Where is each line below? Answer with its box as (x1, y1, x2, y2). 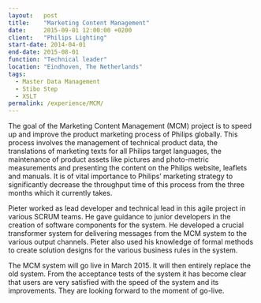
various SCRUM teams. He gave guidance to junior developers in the (8, 212, 231, 222)
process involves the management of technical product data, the (8, 138, 218, 148)
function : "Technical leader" (8, 56, 108, 64)
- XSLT (15, 92, 37, 100)
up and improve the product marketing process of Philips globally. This (8, 129, 238, 139)
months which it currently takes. (8, 189, 113, 198)
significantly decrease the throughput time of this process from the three (8, 180, 245, 189)
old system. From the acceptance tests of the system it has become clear (8, 269, 247, 279)
